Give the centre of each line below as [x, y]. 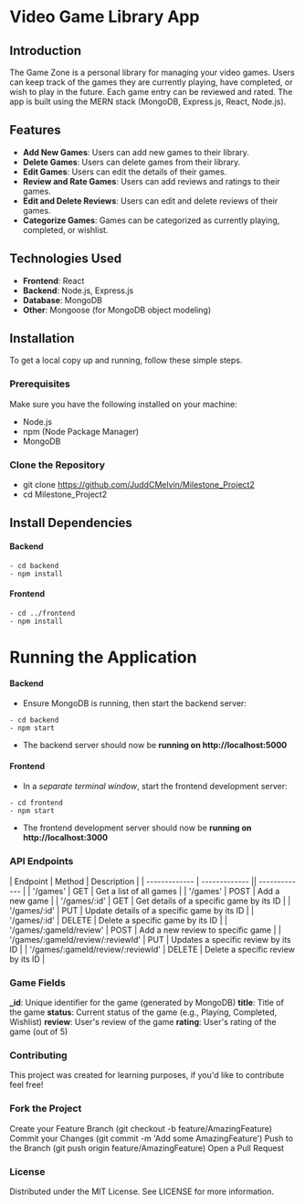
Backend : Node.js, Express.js [78, 290]
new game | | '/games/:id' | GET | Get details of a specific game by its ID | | [150, 901]
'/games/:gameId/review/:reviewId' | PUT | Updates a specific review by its [150, 939]
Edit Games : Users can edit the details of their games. [125, 172]
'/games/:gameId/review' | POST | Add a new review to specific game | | [145, 930]
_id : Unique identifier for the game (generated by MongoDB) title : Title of [147, 1003]
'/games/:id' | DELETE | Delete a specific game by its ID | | [119, 920]
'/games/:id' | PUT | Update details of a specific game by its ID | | [131, 910]
